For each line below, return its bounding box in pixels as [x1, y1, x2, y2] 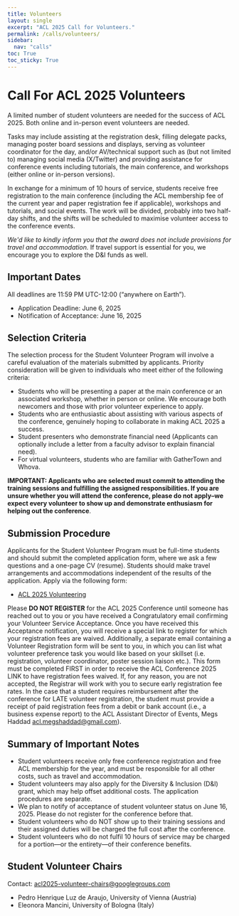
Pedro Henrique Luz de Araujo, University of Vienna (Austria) [17, 893, 197, 902]
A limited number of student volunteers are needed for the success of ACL [7, 111, 226, 119]
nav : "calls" [14, 43, 53, 50]
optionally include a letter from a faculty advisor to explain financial [17, 440, 215, 449]
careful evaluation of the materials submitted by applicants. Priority [7, 358, 204, 367]
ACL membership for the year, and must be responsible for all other [17, 764, 216, 772]
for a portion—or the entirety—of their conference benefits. [17, 840, 192, 848]
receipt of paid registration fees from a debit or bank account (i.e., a [7, 702, 206, 711]
